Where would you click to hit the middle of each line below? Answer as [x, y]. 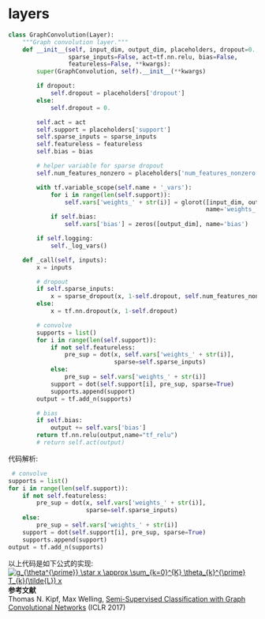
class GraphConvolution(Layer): [61, 35]
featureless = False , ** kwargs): [119, 64]
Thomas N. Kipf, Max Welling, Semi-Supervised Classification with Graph [127, 598]
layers [29, 14]
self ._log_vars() [79, 246]
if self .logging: [65, 239]
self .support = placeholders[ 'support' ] [104, 130]
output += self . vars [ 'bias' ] [98, 428]
